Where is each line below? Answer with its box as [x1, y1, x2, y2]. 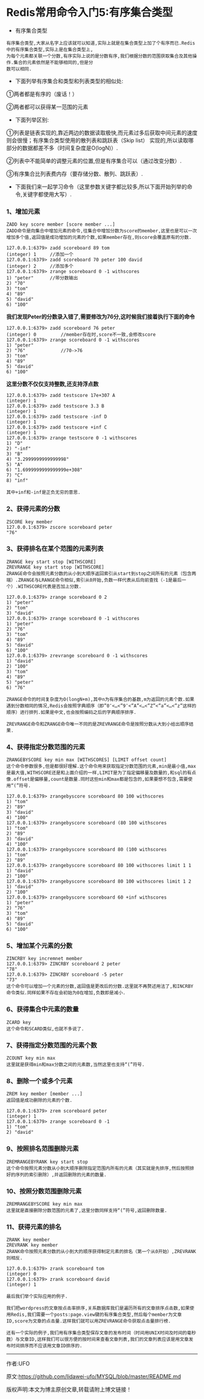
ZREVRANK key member [6, 1242, 59, 1248]
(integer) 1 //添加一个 [6, 252, 74, 258]
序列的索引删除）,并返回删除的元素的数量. [15, 1172, 107, 1178]
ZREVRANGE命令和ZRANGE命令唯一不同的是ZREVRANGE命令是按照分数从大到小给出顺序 [6, 721, 189, 727]
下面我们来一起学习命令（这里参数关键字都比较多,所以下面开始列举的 [15, 183, 187, 190]
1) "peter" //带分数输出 [6, 275, 78, 282]
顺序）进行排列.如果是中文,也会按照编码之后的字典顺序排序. [6, 709, 137, 715]
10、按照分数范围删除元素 [6, 1187, 82, 1195]
